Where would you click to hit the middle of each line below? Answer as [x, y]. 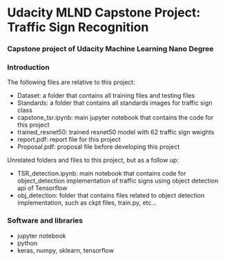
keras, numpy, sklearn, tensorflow [65, 250]
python [27, 243]
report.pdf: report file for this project [69, 140]
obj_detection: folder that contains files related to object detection [111, 196]
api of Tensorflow [42, 188]
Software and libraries [45, 220]
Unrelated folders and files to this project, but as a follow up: [93, 160]
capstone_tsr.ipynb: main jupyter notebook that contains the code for [115, 118]
